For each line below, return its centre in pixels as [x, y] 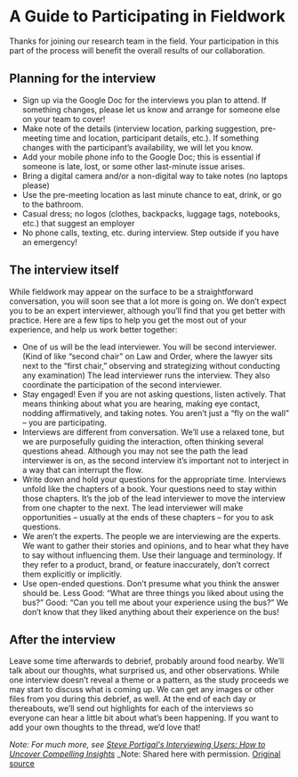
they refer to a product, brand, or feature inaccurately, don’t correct [145, 564]
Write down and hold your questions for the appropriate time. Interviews [154, 479]
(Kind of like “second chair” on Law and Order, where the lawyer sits [147, 356]
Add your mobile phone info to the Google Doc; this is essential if [141, 157]
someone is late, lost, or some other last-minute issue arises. [133, 166]
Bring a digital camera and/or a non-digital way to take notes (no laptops [155, 176]
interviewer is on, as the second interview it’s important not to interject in [155, 460]
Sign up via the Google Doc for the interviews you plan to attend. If [144, 100]
